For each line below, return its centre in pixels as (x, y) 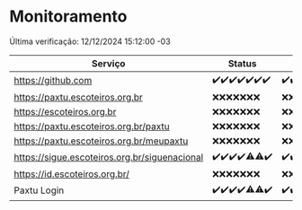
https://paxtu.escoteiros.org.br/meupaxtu (101, 141)
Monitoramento (68, 17)
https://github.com (53, 81)
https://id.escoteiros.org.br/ (72, 174)
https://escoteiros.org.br (65, 111)
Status (242, 63)
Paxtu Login (39, 190)
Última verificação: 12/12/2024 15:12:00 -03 (90, 41)
